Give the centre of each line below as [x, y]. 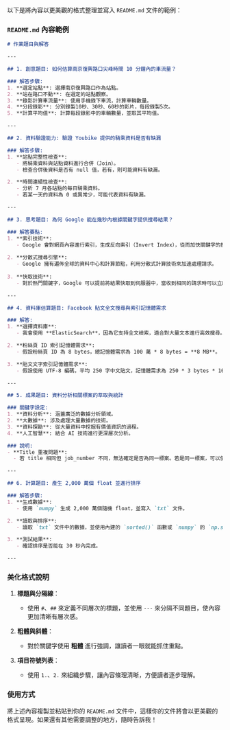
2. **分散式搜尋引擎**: [37, 258]
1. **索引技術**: [30, 238]
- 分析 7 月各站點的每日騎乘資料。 [60, 189]
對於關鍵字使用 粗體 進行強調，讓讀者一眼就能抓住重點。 [107, 646]
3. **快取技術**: [30, 277]
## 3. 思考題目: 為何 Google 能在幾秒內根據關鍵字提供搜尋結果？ [90, 219]
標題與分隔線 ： [38, 593]
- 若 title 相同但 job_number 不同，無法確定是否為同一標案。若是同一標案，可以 [117, 459]
